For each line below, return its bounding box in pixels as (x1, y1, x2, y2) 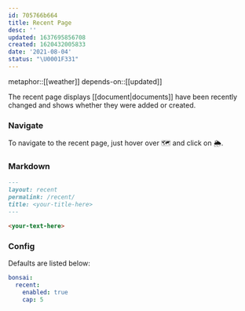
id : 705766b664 (8, 11, 58, 20)
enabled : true (22, 288, 68, 296)
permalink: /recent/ (8, 193, 76, 201)
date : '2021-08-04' (8, 48, 72, 56)
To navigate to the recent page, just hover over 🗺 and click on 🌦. (8, 138, 224, 148)
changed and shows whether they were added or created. (8, 100, 196, 110)
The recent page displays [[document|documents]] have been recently (8, 92, 238, 101)
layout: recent (8, 186, 58, 194)
